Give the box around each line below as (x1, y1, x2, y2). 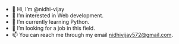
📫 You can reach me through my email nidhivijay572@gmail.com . (11, 32, 174, 38)
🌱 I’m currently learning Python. (11, 18, 90, 25)
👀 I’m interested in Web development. (11, 12, 104, 19)
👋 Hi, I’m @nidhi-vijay (11, 6, 65, 12)
